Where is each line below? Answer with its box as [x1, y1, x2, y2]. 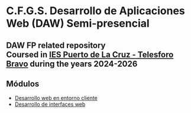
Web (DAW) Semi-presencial [6, 17, 150, 30]
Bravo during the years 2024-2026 [6, 59, 138, 69]
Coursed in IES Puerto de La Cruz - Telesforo [6, 49, 174, 60]
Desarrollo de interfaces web [14, 101, 86, 108]
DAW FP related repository [6, 40, 106, 50]
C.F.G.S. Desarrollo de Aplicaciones [6, 4, 185, 18]
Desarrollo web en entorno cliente [14, 95, 98, 102]
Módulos [6, 79, 40, 89]
